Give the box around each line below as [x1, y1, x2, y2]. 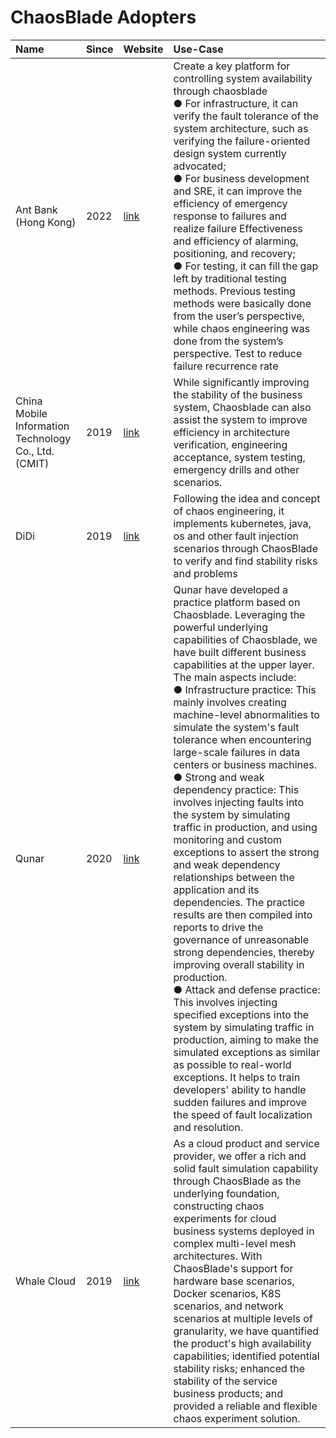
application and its [173, 882, 260, 896]
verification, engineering [173, 437, 288, 451]
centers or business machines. [173, 757, 318, 771]
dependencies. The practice [173, 895, 306, 909]
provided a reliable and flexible [173, 1399, 318, 1413]
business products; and [173, 1386, 283, 1400]
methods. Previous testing [173, 284, 296, 298]
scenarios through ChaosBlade [173, 541, 318, 555]
